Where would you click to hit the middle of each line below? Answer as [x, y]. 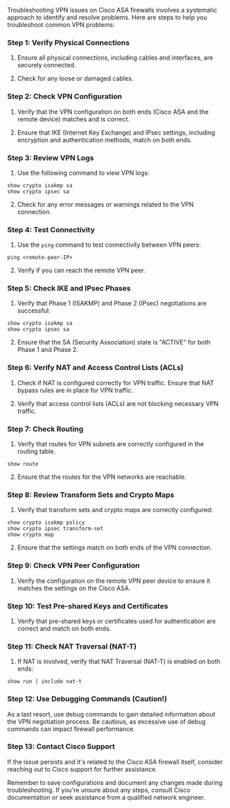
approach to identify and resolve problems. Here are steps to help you [107, 17]
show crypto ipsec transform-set [55, 529]
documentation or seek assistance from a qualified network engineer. [106, 797]
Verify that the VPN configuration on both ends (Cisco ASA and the [113, 112]
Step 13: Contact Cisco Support [61, 746]
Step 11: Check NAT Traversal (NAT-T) [72, 646]
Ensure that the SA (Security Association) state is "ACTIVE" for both [114, 342]
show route [23, 464]
